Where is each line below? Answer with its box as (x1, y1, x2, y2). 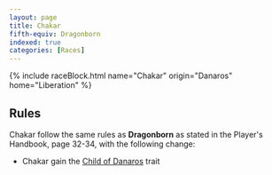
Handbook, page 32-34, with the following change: (9, 139, 196, 149)
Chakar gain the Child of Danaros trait (21, 155, 160, 166)
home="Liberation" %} (9, 80, 92, 91)
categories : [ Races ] (9, 46, 86, 55)
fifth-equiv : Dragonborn (9, 29, 101, 38)
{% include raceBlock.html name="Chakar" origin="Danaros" (9, 70, 233, 81)
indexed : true (9, 37, 62, 47)
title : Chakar (9, 21, 62, 30)
